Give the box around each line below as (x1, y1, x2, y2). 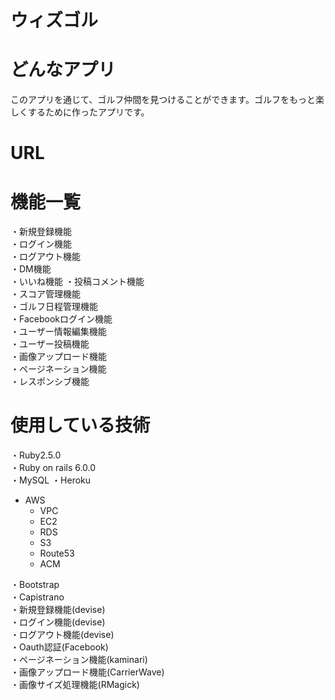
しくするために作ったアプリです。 (10, 106, 150, 118)
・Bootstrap (10, 579, 60, 591)
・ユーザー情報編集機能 (10, 326, 107, 338)
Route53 (39, 547, 75, 560)
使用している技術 (10, 414, 151, 437)
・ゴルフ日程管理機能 (10, 301, 98, 313)
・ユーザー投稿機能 (10, 338, 90, 350)
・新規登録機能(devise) (10, 604, 106, 616)
